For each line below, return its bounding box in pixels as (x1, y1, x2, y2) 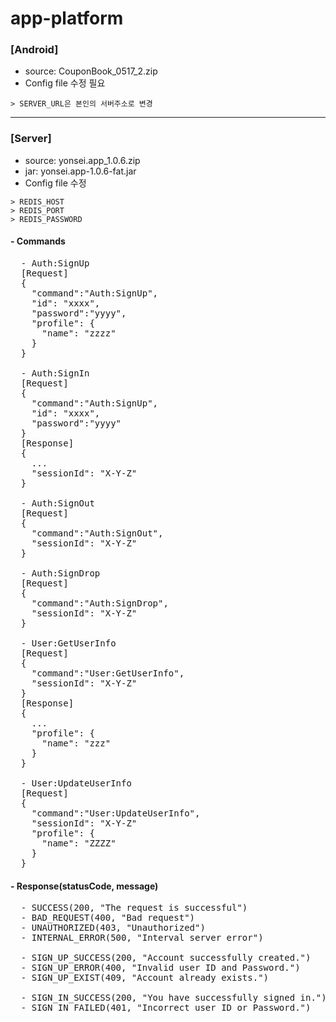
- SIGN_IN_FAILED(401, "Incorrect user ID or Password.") (20, 1002, 312, 1014)
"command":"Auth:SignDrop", (31, 597, 169, 609)
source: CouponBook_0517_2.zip (24, 65, 158, 77)
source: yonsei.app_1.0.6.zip (24, 154, 141, 166)
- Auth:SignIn (20, 367, 90, 379)
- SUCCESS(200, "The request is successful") (20, 902, 248, 914)
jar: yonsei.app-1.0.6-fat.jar (24, 165, 137, 177)
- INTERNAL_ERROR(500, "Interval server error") (20, 932, 264, 944)
